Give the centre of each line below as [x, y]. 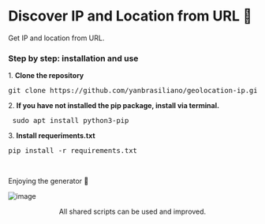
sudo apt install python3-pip [71, 121]
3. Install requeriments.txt [52, 136]
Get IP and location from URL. [56, 38]
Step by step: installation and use [73, 58]
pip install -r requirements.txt [73, 151]
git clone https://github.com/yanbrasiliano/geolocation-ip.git [135, 91]
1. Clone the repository [46, 76]
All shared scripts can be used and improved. [132, 211]
